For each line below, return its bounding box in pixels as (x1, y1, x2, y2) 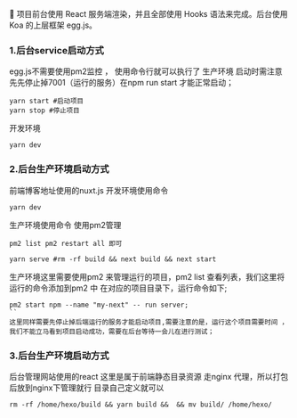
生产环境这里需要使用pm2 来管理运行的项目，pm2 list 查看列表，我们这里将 (9, 271, 285, 282)
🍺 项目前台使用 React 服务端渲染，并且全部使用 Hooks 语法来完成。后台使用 (9, 9, 288, 19)
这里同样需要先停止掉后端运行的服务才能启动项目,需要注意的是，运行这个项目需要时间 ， (9, 317, 289, 326)
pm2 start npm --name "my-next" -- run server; (9, 300, 189, 309)
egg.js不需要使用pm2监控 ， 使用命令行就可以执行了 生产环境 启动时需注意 (9, 66, 283, 77)
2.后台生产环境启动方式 (9, 163, 109, 176)
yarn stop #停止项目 (9, 106, 80, 115)
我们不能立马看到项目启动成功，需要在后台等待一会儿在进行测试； (9, 327, 215, 336)
